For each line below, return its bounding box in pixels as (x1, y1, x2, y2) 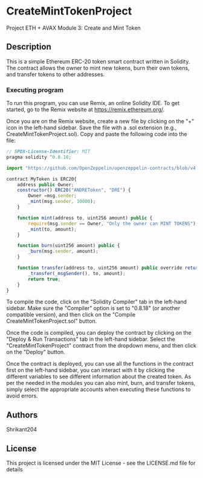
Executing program (6, 86, 64, 94)
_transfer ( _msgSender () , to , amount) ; (28, 270, 126, 276)
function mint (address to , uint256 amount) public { (17, 215, 153, 221)
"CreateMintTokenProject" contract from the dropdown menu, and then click (6, 342, 196, 349)
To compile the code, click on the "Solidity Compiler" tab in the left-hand (6, 298, 187, 306)
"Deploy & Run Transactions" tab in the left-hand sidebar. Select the (6, 335, 175, 343)
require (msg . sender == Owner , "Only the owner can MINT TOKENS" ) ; (28, 221, 199, 227)
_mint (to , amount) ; (28, 226, 77, 232)
